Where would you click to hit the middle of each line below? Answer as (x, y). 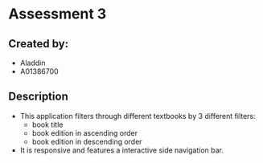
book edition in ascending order (85, 132)
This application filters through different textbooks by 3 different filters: (138, 116)
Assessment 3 (58, 14)
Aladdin (33, 63)
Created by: (39, 44)
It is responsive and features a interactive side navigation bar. (121, 150)
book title (47, 124)
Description (38, 97)
